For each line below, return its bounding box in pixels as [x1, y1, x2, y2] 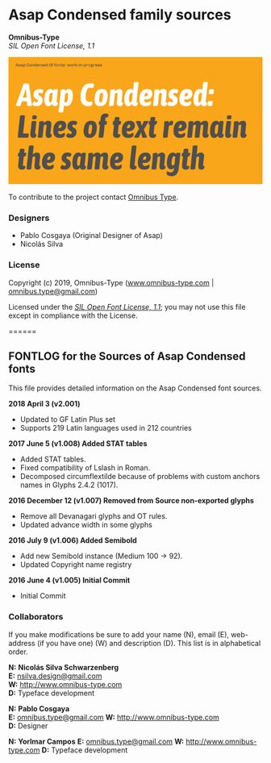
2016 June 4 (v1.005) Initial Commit [8, 575, 131, 586]
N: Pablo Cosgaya [8, 703, 70, 713]
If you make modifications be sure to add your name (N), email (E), [8, 629, 230, 639]
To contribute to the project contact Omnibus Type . [8, 192, 179, 202]
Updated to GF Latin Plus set [19, 415, 115, 424]
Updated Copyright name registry [19, 560, 132, 569]
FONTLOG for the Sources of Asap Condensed [8, 349, 246, 363]
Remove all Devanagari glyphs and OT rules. [19, 511, 168, 521]
